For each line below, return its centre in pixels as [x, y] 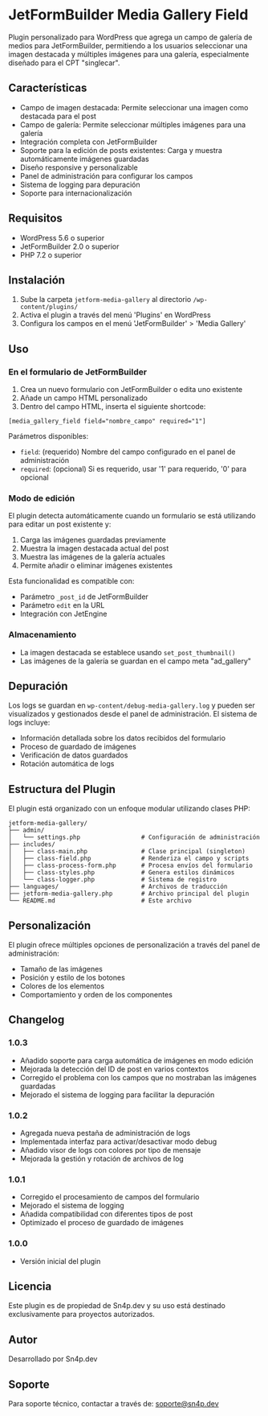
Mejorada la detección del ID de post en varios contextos [114, 1069]
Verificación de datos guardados [74, 755]
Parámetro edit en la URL [62, 605]
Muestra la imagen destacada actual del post [94, 548]
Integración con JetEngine [63, 614]
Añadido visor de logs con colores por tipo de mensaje [110, 1150]
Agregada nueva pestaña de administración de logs [105, 1133]
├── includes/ [32, 844]
